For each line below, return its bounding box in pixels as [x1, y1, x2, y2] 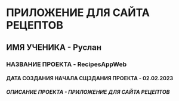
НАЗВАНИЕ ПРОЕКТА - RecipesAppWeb [6, 60, 127, 68]
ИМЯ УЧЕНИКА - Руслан [6, 42, 101, 52]
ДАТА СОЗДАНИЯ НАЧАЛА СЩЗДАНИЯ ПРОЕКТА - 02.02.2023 [6, 75, 174, 82]
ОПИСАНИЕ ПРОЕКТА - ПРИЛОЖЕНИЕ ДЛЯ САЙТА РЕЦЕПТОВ [6, 88, 170, 95]
